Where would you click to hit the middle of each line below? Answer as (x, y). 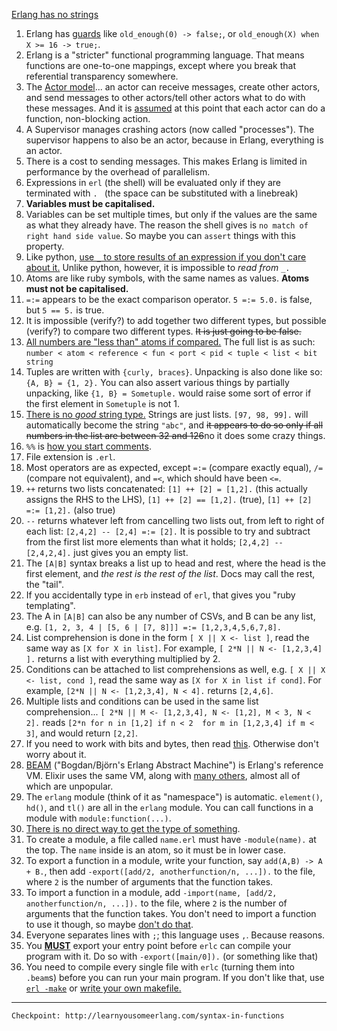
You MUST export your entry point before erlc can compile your (158, 945)
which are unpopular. (69, 786)
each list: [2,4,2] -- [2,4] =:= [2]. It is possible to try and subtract (168, 531)
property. (45, 246)
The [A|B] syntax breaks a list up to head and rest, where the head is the (175, 563)
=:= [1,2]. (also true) (70, 510)
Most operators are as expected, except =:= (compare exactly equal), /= (174, 467)
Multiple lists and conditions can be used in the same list (142, 701)
